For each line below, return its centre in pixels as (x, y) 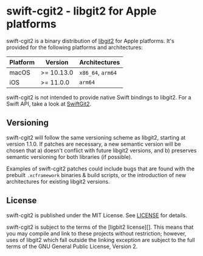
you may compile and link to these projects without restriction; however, (96, 233)
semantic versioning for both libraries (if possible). (69, 157)
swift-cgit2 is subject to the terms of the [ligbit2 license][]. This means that (100, 227)
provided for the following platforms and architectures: (74, 47)
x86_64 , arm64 (98, 72)
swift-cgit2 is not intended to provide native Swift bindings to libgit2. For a (99, 97)
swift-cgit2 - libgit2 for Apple (81, 11)
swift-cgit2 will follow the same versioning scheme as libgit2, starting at (96, 137)
